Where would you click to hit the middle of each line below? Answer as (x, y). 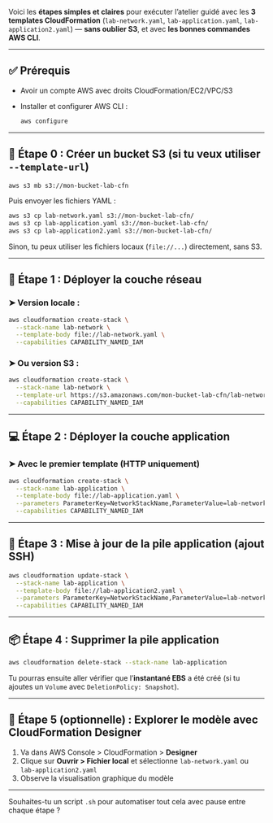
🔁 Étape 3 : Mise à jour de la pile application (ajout (136, 544)
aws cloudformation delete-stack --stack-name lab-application (118, 663)
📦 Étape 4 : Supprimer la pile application (114, 640)
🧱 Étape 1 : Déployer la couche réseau (105, 280)
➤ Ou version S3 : (44, 364)
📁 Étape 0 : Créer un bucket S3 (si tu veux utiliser (135, 154)
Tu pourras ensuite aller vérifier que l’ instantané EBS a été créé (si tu (124, 677)
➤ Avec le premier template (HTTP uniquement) (104, 464)
